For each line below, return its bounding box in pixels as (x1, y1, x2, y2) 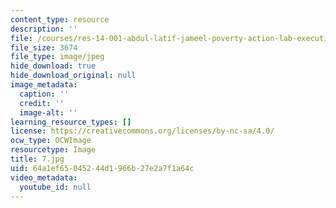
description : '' (10, 24, 78, 34)
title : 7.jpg (10, 154, 65, 164)
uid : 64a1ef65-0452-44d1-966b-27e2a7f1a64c (10, 163, 195, 173)
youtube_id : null (19, 182, 92, 192)
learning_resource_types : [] (10, 117, 132, 127)
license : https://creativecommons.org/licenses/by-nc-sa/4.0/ (10, 126, 275, 136)
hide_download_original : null (10, 71, 137, 81)
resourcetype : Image (10, 145, 97, 155)
